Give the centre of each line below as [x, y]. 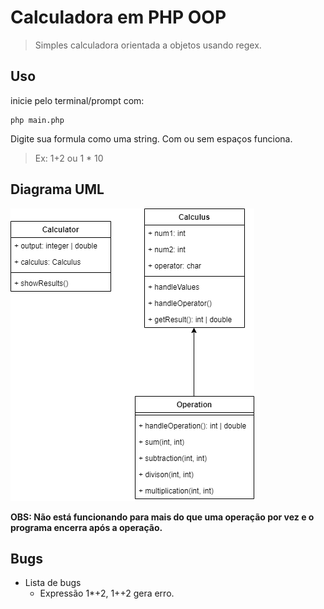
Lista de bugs [53, 583]
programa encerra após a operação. [86, 527]
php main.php [37, 120]
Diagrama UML [57, 189]
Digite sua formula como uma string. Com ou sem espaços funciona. [151, 138]
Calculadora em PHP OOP [118, 17]
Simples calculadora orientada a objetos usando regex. [148, 45]
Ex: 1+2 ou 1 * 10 [69, 158]
